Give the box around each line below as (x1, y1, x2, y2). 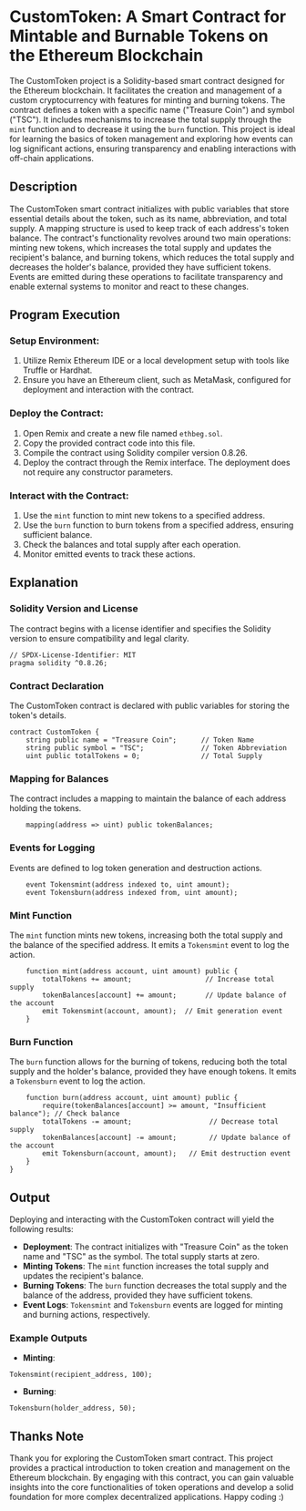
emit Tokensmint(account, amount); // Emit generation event (42, 1006, 283, 1015)
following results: (9, 1224, 75, 1235)
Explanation (9, 575, 79, 591)
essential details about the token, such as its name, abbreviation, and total (9, 212, 287, 224)
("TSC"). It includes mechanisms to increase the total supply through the (9, 114, 282, 125)
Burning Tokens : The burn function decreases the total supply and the (22, 1280, 287, 1291)
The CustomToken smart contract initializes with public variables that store (9, 203, 290, 214)
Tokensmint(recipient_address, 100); (9, 1370, 153, 1380)
